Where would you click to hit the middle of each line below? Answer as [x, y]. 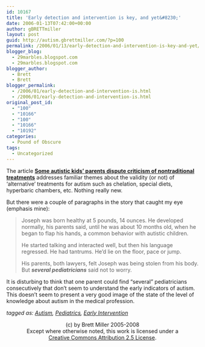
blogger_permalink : [31, 86]
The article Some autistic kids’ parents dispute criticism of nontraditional [100, 170]
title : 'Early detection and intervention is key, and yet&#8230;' [94, 18]
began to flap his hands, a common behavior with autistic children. [105, 233]
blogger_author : [27, 68]
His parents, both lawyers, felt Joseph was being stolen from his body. [110, 263]
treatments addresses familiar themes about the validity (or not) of [91, 177]
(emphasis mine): [28, 208]
